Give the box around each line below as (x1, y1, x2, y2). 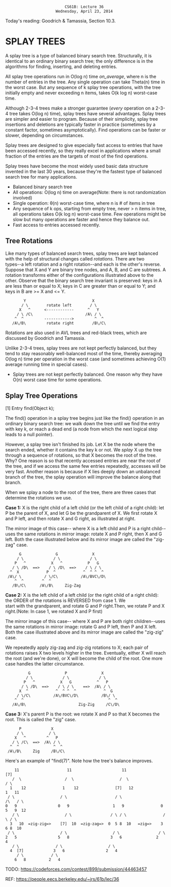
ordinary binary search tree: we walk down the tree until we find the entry (5, 420, 160, 426)
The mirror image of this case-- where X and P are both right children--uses (5, 618, 166, 624)
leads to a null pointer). (5, 431, 54, 437)
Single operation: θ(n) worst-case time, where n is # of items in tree (12, 200, 155, 206)
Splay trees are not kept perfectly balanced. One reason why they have (12, 371, 162, 377)
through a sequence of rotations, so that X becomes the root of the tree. (5, 452, 157, 458)
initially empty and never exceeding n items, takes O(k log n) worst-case (5, 90, 158, 96)
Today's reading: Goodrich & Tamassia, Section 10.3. (5, 18, 116, 24)
